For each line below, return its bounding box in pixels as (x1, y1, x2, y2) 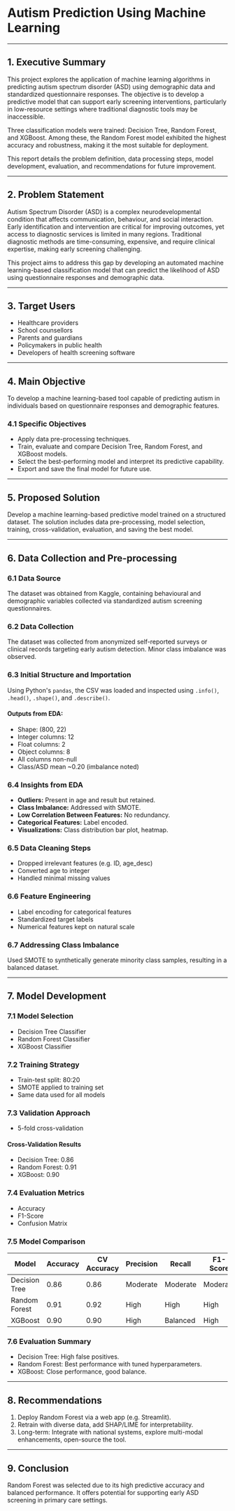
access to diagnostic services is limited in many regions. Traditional (7, 229, 201, 238)
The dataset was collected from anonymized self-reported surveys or (7, 637, 208, 646)
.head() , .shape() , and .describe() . (7, 693, 111, 702)
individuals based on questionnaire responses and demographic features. (7, 401, 220, 410)
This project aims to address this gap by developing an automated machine (7, 258, 224, 267)
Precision (125, 1259, 158, 1269)
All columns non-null (17, 754, 77, 763)
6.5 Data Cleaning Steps (7, 844, 92, 853)
